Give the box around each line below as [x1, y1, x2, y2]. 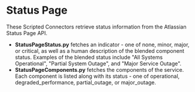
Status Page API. [6, 29, 48, 36]
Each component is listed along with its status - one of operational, [14, 72, 180, 80]
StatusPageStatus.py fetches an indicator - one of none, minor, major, [14, 41, 190, 48]
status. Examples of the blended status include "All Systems [14, 53, 163, 61]
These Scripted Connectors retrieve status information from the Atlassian [6, 23, 187, 30]
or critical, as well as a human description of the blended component [14, 47, 184, 54]
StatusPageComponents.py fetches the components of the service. [14, 66, 184, 73]
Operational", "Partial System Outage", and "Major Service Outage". [14, 60, 182, 67]
